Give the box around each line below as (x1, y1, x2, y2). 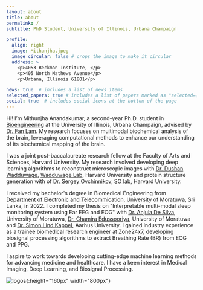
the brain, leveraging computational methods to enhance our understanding (6, 134, 195, 141)
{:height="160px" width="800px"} (26, 277, 111, 284)
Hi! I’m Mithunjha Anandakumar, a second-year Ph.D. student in (6, 114, 164, 121)
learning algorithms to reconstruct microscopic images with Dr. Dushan (6, 164, 184, 172)
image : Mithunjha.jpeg (11, 48, 69, 54)
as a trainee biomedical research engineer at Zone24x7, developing (6, 228, 174, 235)
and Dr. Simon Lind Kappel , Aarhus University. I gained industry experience (6, 221, 194, 228)
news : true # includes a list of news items (6, 87, 123, 93)
